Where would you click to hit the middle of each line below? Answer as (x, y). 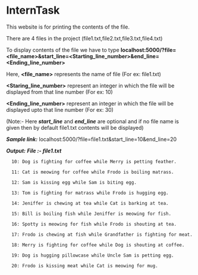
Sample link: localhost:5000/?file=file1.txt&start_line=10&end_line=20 (92, 139)
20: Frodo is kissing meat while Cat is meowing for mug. (85, 265)
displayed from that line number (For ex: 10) (59, 92)
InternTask (33, 10)
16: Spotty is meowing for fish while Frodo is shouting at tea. (94, 224)
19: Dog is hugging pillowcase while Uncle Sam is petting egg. (93, 255)
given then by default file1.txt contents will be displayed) (75, 127)
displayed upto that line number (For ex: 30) (60, 110)
